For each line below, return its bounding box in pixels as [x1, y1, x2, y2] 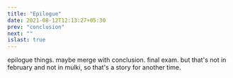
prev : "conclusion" [7, 23, 65, 30]
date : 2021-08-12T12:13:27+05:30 [7, 17, 106, 24]
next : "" [7, 30, 33, 37]
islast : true [7, 37, 46, 44]
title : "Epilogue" [7, 10, 62, 18]
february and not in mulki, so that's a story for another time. [7, 63, 182, 72]
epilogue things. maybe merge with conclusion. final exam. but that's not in [7, 56, 227, 64]
